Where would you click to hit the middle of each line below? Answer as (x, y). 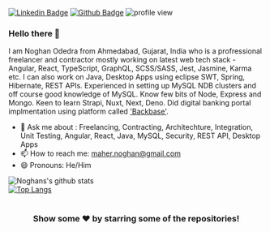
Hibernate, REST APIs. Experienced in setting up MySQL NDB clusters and (133, 86)
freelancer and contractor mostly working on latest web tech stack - (122, 60)
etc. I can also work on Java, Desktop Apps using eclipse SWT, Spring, (127, 77)
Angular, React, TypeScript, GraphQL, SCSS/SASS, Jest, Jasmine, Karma (130, 68)
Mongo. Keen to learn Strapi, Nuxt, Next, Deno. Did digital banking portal (130, 103)
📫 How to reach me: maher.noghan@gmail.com (100, 153)
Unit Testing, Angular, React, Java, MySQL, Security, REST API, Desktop (140, 136)
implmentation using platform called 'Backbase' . (88, 112)
